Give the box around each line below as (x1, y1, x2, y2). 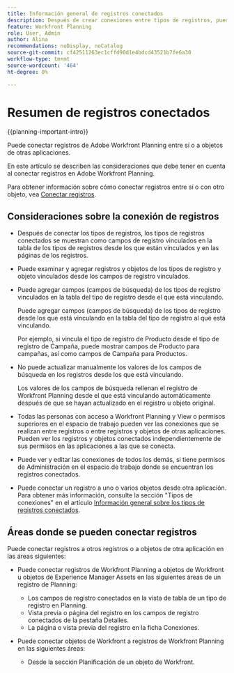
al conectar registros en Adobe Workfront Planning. (7, 169, 155, 178)
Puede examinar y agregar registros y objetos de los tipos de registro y (17, 265, 221, 273)
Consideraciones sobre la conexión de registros (7, 210, 219, 222)
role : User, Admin (7, 29, 61, 37)
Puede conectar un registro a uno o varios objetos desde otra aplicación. (17, 484, 227, 492)
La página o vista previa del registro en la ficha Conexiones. (27, 624, 200, 632)
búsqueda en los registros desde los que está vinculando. (17, 371, 183, 379)
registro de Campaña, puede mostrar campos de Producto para (17, 342, 200, 350)
